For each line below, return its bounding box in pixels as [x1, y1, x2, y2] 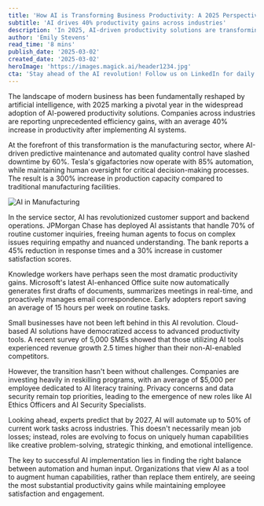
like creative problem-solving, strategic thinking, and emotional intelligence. [8, 440, 254, 449]
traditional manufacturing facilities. [8, 181, 120, 191]
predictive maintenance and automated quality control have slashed [30, 148, 250, 158]
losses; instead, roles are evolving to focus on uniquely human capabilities [8, 431, 249, 441]
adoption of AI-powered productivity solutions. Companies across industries [8, 108, 255, 118]
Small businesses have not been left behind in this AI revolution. [8, 317, 214, 327]
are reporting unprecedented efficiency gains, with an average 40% [8, 116, 228, 126]
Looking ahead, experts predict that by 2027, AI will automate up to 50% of [8, 415, 251, 424]
